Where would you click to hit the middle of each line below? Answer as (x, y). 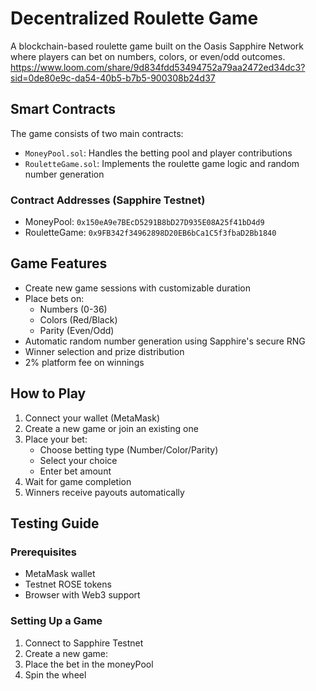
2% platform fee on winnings (84, 362)
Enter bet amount (75, 471)
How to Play (48, 393)
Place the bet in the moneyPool (89, 664)
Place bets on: (54, 298)
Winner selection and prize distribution (104, 351)
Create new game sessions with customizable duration (137, 288)
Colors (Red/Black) (78, 319)
